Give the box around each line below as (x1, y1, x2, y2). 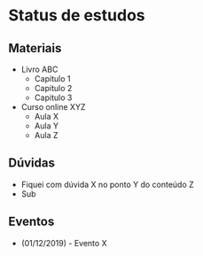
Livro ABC (20, 64, 59, 74)
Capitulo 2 (34, 83, 73, 93)
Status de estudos (8, 5, 145, 26)
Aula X (34, 112, 59, 121)
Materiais (8, 41, 62, 56)
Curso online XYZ (20, 102, 86, 112)
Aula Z (34, 130, 59, 140)
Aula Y (34, 120, 59, 131)
